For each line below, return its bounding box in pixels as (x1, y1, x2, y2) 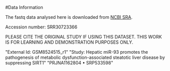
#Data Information (5, 5, 43, 10)
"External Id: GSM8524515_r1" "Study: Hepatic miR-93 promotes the (5, 49, 148, 55)
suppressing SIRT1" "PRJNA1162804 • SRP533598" (5, 60, 113, 65)
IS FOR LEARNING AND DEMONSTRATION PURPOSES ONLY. (5, 39, 133, 45)
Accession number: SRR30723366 (5, 24, 78, 30)
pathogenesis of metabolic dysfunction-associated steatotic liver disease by (5, 54, 165, 60)
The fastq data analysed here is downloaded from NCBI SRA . (5, 14, 133, 20)
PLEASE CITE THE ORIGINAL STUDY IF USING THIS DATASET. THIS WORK (5, 34, 162, 40)
